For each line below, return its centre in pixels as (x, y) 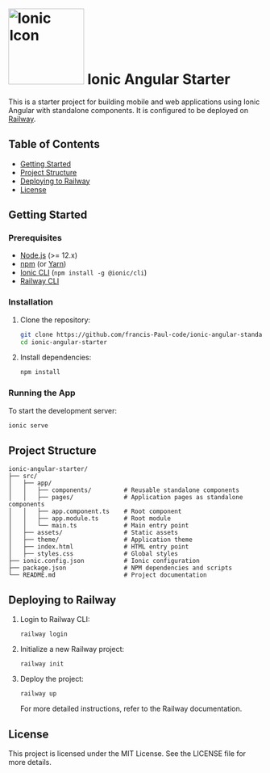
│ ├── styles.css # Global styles (93, 554)
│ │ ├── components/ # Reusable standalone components (124, 490)
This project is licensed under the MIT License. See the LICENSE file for (127, 753)
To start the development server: (63, 410)
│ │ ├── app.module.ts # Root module (90, 519)
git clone (37, 334)
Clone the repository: (55, 320)
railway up (38, 694)
